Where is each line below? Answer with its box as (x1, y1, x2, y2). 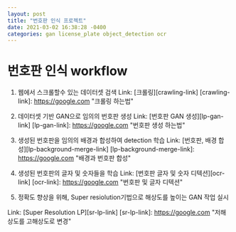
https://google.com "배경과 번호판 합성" (17, 154, 132, 162)
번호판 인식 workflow (7, 63, 128, 79)
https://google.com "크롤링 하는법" (33, 97, 134, 105)
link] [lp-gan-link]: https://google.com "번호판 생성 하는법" (17, 121, 186, 130)
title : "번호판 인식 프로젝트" (7, 17, 87, 24)
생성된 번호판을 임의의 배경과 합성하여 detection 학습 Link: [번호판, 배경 (17, 136, 217, 144)
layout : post (7, 10, 46, 18)
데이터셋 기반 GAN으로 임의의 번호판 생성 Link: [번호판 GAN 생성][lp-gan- (17, 112, 224, 121)
